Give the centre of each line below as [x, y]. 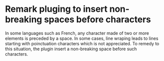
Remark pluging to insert [56, 9]
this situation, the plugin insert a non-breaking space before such [71, 49]
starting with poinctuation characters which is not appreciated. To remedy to [82, 43]
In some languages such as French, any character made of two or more [77, 33]
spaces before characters [97, 19]
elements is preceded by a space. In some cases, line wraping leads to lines [82, 38]
